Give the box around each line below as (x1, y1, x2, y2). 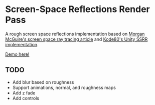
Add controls (12, 95, 39, 101)
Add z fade (12, 89, 36, 96)
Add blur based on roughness (12, 79, 74, 85)
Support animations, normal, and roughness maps (12, 84, 116, 90)
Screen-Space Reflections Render (5, 4, 150, 15)
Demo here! (5, 51, 30, 57)
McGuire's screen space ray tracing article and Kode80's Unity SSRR (5, 36, 148, 42)
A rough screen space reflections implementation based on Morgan (5, 31, 145, 37)
